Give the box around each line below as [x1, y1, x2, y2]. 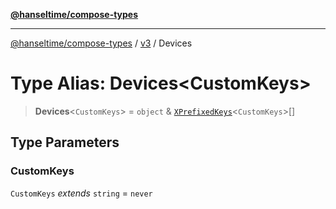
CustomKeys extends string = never [10, 187, 153, 199]
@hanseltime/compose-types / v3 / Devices [10, 37, 193, 49]
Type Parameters [10, 134, 120, 151]
